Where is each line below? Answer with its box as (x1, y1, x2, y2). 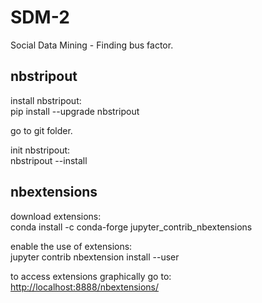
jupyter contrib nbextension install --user (10, 251, 180, 263)
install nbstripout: (10, 94, 82, 106)
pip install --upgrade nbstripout (10, 105, 140, 117)
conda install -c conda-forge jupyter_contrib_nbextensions (10, 221, 253, 233)
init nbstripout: (10, 144, 71, 156)
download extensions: (10, 210, 102, 222)
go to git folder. (10, 124, 73, 136)
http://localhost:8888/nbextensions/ (10, 281, 160, 293)
